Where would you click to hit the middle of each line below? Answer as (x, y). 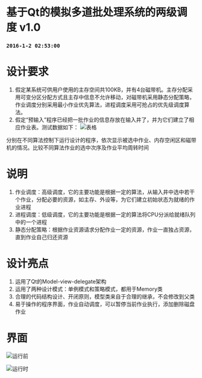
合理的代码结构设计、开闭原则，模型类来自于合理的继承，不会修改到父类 (105, 296)
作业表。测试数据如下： (49, 128)
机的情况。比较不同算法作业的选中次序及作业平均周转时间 (77, 147)
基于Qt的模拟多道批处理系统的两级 (92, 12)
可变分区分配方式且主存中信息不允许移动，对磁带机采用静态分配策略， (107, 98)
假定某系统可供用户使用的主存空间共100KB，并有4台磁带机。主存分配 (101, 90)
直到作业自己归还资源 (41, 237)
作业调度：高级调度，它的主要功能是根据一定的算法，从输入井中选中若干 (105, 192)
